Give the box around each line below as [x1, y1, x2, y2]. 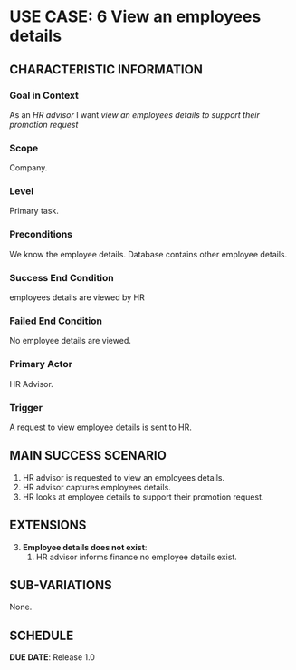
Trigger [9, 401, 43, 413]
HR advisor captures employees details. [22, 481, 172, 492]
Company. [9, 162, 48, 173]
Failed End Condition [9, 315, 102, 327]
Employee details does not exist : [22, 541, 148, 552]
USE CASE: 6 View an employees [9, 6, 262, 27]
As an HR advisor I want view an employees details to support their [9, 109, 260, 120]
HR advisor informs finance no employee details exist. [35, 551, 237, 562]
